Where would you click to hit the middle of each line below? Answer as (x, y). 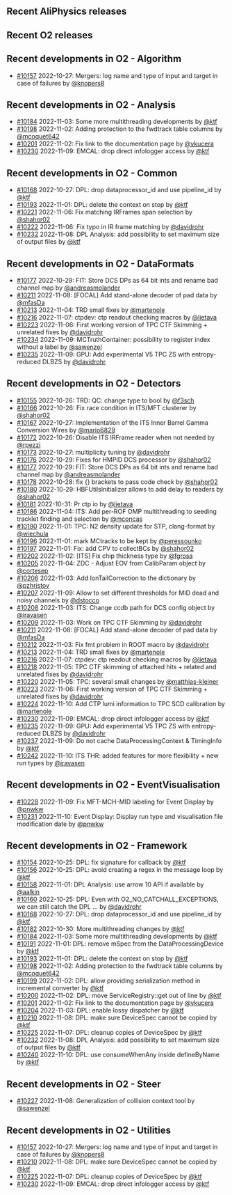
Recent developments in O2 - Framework (97, 846)
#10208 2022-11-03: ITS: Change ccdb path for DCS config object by (116, 607)
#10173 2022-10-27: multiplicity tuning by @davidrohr (93, 452)
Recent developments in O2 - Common (92, 173)
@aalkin (28, 892)
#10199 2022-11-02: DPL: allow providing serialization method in (108, 981)
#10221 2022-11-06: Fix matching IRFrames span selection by (104, 212)
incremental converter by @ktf (60, 988)
